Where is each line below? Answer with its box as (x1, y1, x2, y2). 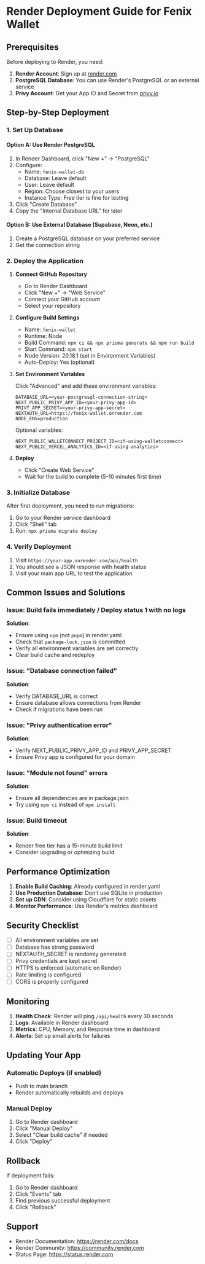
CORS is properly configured (15, 978, 88, 986)
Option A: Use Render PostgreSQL (6, 141, 95, 148)
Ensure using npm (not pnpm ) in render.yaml (15, 632, 122, 639)
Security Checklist (6, 920, 79, 930)
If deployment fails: (6, 1172, 55, 1179)
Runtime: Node (24, 332, 63, 340)
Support (6, 1221, 39, 1231)
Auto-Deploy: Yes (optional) (24, 358, 95, 366)
